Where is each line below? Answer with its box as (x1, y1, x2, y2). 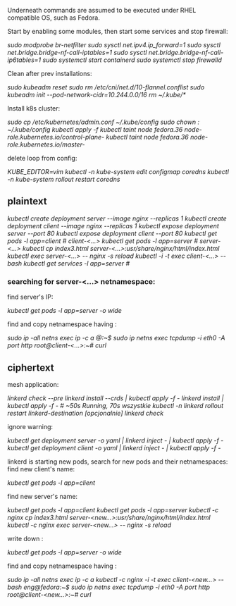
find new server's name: (7, 492, 78, 500)
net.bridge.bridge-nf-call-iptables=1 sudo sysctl (7, 49, 147, 56)
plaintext (7, 195, 47, 207)
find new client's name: (7, 464, 75, 473)
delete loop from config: (7, 154, 77, 162)
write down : (7, 534, 44, 543)
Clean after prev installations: (7, 70, 92, 78)
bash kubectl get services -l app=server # (7, 259, 130, 267)
